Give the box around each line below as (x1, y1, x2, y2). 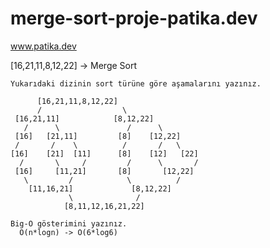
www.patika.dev (10, 40, 77, 52)
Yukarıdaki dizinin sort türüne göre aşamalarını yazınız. (10, 78, 262, 89)
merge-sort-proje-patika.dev (10, 7, 258, 30)
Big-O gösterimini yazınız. (10, 218, 128, 229)
